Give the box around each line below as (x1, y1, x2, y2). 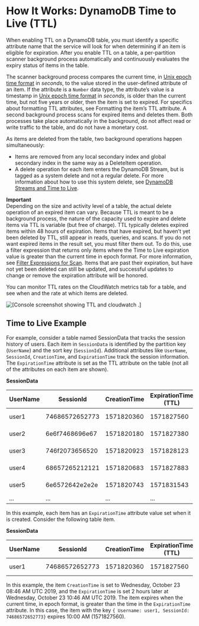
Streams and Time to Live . (14, 184, 79, 191)
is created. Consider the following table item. (6, 516, 115, 523)
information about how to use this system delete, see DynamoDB (14, 178, 174, 185)
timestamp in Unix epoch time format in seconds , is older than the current (6, 92, 187, 99)
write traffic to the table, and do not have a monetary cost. (6, 124, 149, 131)
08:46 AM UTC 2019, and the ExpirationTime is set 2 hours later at (6, 587, 169, 595)
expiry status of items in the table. (6, 61, 89, 69)
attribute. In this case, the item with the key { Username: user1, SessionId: (6, 606, 190, 614)
